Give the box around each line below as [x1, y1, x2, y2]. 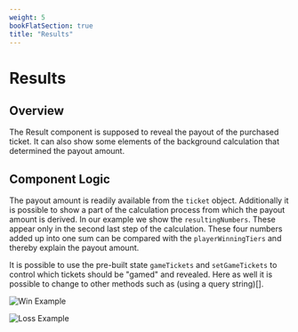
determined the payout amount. [9, 146, 125, 157]
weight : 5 [9, 12, 46, 22]
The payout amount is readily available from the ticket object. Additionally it [9, 195, 289, 206]
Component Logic [9, 171, 111, 187]
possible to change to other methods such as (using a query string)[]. [9, 279, 264, 289]
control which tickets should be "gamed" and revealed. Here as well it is [9, 269, 273, 280]
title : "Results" [9, 29, 74, 38]
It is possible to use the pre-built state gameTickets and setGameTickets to [9, 260, 278, 271]
